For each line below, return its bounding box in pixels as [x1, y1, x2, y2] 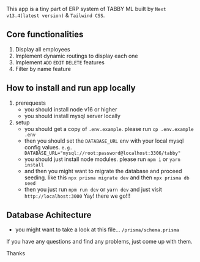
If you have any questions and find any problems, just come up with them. [6, 238, 193, 245]
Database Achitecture [6, 210, 92, 220]
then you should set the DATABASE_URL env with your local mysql [24, 137, 184, 144]
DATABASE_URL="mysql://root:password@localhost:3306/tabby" [24, 150, 181, 156]
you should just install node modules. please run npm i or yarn [24, 155, 181, 163]
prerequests [15, 99, 46, 107]
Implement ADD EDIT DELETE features [15, 58, 105, 66]
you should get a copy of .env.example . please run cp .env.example [24, 125, 194, 132]
